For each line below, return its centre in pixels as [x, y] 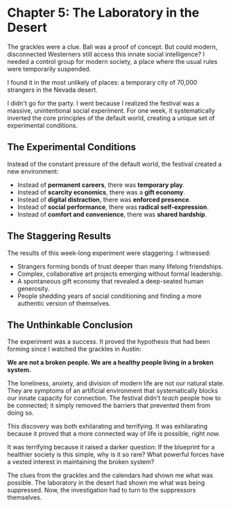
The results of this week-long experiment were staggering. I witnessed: [109, 253]
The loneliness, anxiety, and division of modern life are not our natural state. [116, 383]
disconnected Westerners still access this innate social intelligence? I [106, 54]
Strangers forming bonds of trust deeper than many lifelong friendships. [120, 266]
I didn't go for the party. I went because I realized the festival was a [103, 103]
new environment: [33, 171]
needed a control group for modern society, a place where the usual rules [112, 61]
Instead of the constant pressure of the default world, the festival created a [114, 164]
